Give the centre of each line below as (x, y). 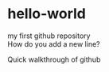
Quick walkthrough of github (54, 59)
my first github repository (49, 36)
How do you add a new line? (54, 44)
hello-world (47, 14)
